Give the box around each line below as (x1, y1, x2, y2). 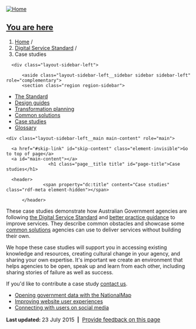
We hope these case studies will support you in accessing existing (6, 244, 167, 251)
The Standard (14, 93, 48, 100)
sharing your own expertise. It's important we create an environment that (6, 256, 183, 263)
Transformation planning (14, 105, 75, 112)
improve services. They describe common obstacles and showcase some (6, 220, 185, 227)
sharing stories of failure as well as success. (6, 268, 114, 276)
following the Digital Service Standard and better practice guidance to (6, 213, 175, 220)
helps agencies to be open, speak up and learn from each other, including (6, 262, 185, 270)
